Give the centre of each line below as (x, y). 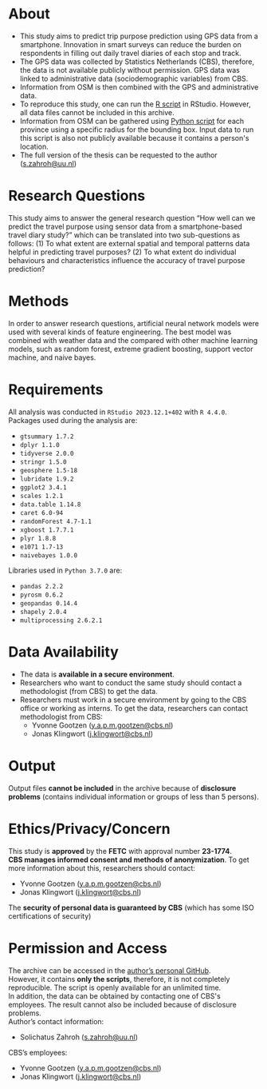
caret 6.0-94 (41, 513)
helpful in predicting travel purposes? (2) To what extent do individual (122, 252)
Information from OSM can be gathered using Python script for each (132, 121)
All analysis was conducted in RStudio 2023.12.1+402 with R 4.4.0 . (118, 412)
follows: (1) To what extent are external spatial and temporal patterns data (129, 243)
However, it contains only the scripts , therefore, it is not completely (119, 979)
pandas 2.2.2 (41, 586)
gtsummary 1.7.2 (47, 437)
